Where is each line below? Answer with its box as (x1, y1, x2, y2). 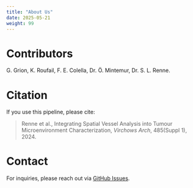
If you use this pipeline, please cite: (6, 108, 95, 116)
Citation (6, 88, 48, 102)
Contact (6, 154, 48, 168)
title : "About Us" (6, 9, 53, 15)
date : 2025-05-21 (6, 15, 51, 21)
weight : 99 (6, 20, 34, 26)
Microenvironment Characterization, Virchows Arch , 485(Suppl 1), (21, 126, 188, 134)
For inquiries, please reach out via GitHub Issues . (6, 175, 130, 182)
